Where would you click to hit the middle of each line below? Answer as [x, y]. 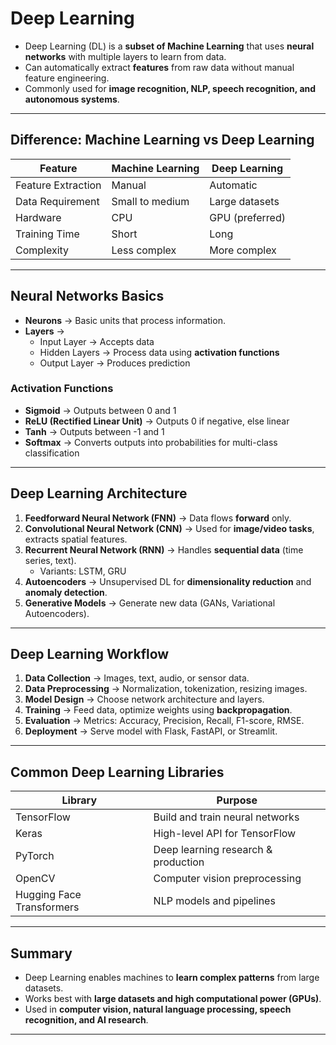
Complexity [42, 250]
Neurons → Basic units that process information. [125, 320]
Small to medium [150, 201]
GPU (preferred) [247, 217]
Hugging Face [48, 895]
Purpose [237, 800]
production [179, 862]
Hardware [38, 217]
